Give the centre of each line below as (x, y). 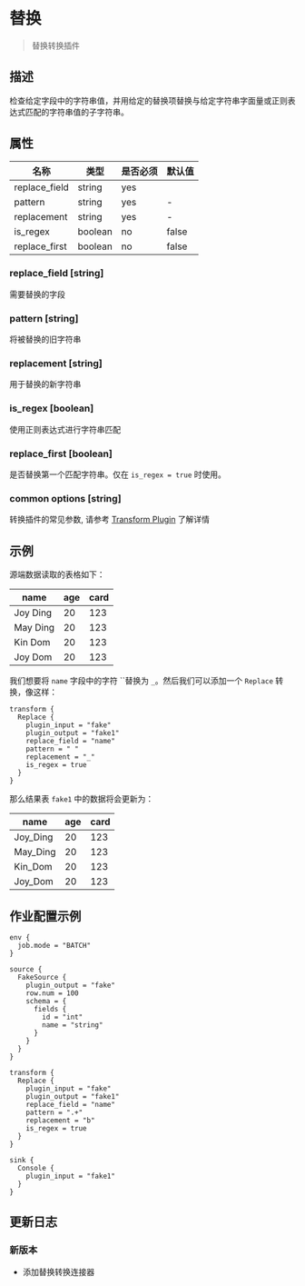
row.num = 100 (52, 993)
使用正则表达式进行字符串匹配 (65, 429)
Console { (36, 1168)
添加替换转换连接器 (59, 1271)
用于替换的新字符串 (45, 384)
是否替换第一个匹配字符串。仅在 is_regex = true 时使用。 (118, 474)
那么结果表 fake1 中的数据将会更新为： (82, 799)
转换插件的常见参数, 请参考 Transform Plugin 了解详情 (110, 520)
